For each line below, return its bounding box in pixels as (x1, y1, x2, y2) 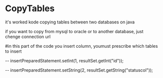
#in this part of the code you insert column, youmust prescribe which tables (5, 43, 158, 49)
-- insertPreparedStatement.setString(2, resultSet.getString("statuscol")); (5, 67, 153, 73)
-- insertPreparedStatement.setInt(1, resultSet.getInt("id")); (5, 58, 124, 63)
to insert (5, 48, 22, 54)
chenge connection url (5, 34, 51, 39)
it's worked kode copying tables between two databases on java (5, 19, 135, 25)
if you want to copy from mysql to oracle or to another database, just (5, 28, 143, 34)
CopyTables (5, 3, 55, 14)
